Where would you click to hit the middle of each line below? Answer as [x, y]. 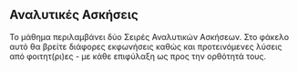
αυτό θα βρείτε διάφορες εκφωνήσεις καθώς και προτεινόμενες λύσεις [146, 46]
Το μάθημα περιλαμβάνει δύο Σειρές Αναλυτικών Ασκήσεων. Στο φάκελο [149, 36]
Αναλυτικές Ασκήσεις [74, 15]
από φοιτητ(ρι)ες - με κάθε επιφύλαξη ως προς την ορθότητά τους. [138, 56]
